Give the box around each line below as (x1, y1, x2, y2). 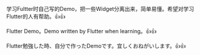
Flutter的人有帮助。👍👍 (6, 13, 66, 20)
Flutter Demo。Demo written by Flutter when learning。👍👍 (6, 28, 157, 34)
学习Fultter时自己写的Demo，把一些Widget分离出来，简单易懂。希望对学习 (6, 5, 195, 12)
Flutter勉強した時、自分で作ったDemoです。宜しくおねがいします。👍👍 (6, 42, 186, 50)
